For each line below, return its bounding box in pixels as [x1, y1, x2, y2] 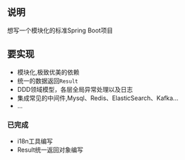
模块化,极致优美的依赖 [17, 68, 80, 76]
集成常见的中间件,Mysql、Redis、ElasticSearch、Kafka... [17, 94, 179, 102]
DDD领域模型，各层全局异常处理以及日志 [17, 85, 133, 93]
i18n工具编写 [17, 137, 53, 145]
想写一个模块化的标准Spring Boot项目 [7, 26, 113, 34]
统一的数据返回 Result [17, 77, 78, 85]
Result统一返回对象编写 [17, 146, 84, 154]
